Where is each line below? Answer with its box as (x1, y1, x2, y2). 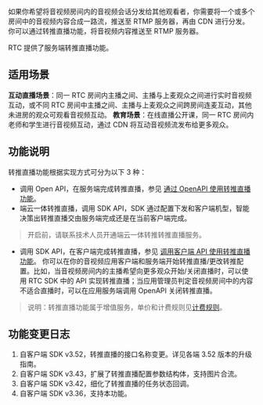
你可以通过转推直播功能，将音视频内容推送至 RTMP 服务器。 (8, 27, 204, 35)
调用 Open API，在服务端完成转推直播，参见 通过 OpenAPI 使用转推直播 (19, 183, 251, 193)
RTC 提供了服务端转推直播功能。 (8, 43, 113, 52)
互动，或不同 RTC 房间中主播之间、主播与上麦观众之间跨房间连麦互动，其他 (8, 100, 252, 110)
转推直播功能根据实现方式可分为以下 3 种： (8, 167, 147, 176)
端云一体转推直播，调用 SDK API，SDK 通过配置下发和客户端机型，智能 (19, 203, 250, 213)
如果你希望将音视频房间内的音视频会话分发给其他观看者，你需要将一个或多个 (8, 7, 255, 16)
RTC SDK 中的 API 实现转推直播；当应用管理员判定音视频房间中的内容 (28, 276, 254, 285)
